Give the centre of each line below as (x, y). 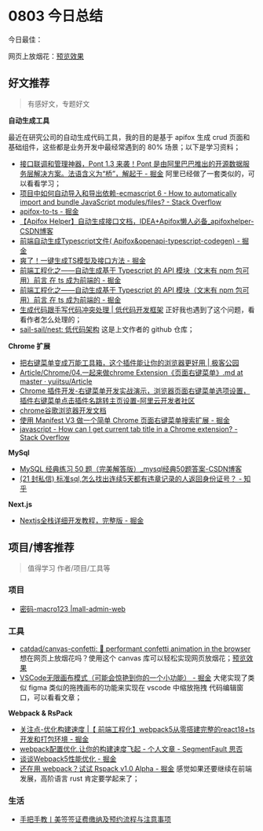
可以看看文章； (58, 697)
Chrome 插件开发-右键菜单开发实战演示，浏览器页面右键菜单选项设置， (135, 391)
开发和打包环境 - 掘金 (54, 739)
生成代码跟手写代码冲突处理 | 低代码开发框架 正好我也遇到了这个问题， (134, 309)
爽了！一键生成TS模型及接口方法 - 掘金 (83, 260)
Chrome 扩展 (29, 346)
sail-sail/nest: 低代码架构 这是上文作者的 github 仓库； (107, 329)
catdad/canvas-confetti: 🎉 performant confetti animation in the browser (135, 649)
